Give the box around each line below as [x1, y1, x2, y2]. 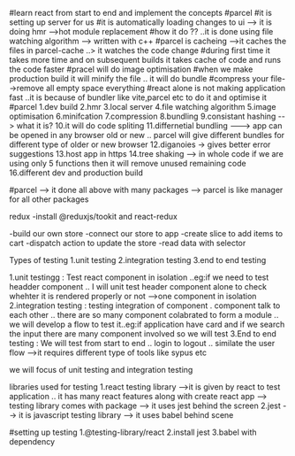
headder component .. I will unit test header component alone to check [9, 282, 268, 291]
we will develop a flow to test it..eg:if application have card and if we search [9, 319, 285, 329]
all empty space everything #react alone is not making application [45, 83, 286, 93]
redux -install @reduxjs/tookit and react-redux [9, 212, 178, 221]
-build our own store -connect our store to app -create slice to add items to [9, 228, 284, 238]
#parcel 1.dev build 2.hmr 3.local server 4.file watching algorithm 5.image [9, 102, 276, 112]
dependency [9, 437, 56, 446]
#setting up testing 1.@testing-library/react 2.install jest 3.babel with [9, 427, 258, 437]
